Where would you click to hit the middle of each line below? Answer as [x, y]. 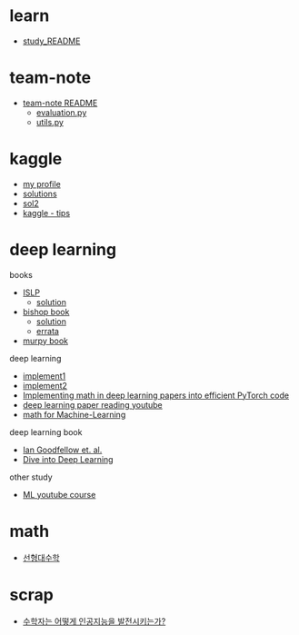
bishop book [46, 312]
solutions [40, 193]
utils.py [50, 122]
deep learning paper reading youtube [93, 404]
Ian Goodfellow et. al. [62, 450]
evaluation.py [61, 112]
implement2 [45, 385]
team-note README [60, 103]
